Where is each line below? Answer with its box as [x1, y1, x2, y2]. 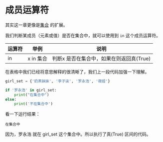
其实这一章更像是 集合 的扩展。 [5, 22, 68, 28]
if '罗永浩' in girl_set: [5, 87, 57, 92]
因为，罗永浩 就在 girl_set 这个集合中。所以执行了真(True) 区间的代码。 [5, 131, 151, 137]
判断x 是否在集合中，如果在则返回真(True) [52, 55, 151, 62]
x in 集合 [27, 55, 47, 62]
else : [5, 97, 16, 102]
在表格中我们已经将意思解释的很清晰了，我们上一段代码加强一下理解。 [5, 69, 150, 74]
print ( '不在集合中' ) [14, 101, 53, 107]
